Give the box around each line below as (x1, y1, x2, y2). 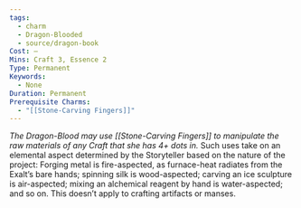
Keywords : (9, 72, 47, 81)
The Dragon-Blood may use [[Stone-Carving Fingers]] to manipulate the (9, 130, 279, 141)
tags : (9, 13, 30, 23)
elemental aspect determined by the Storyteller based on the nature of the (9, 150, 287, 161)
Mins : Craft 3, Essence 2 (9, 55, 107, 64)
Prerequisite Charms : (9, 97, 91, 107)
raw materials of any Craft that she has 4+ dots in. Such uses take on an (9, 140, 281, 151)
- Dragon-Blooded (17, 30, 83, 39)
